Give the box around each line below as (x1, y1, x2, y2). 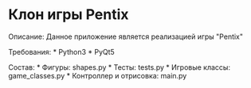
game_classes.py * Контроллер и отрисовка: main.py (8, 71, 187, 80)
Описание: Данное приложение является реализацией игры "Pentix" (8, 32, 244, 41)
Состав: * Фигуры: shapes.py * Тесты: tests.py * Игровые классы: (8, 62, 231, 72)
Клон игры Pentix (8, 6, 129, 24)
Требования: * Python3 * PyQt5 (8, 47, 116, 56)
